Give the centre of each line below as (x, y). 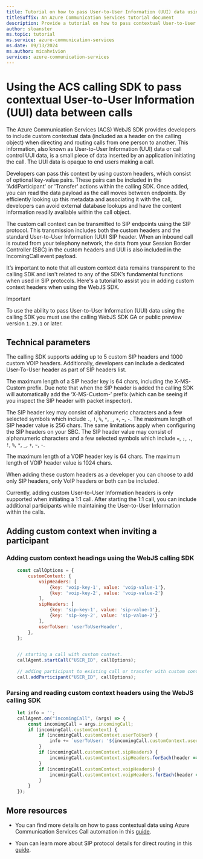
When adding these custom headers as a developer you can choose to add (100, 475)
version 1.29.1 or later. (35, 323)
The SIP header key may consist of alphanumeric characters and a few (94, 413)
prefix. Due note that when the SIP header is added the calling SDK (110, 388)
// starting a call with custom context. (70, 655)
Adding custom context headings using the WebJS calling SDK (100, 558)
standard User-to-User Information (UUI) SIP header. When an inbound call (100, 236)
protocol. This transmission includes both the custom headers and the (93, 230)
